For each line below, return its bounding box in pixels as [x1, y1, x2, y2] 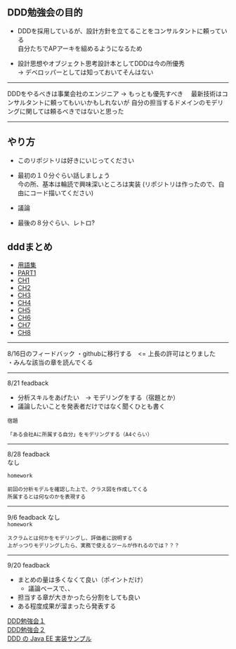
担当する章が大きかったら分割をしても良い [17, 593, 140, 602]
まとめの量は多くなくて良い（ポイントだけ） [17, 575, 147, 584]
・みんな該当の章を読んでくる [7, 358, 93, 367]
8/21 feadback [7, 379, 49, 388]
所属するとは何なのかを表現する [7, 494, 86, 501]
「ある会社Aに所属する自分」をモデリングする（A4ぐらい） [7, 431, 153, 438]
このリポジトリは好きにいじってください [17, 156, 135, 164]
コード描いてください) [29, 188, 94, 197]
